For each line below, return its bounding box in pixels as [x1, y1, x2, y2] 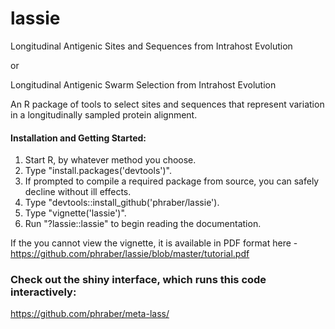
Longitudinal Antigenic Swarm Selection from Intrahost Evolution [10, 78, 277, 91]
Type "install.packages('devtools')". [24, 165, 173, 177]
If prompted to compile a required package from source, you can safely [24, 175, 320, 187]
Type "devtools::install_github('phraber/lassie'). [24, 197, 220, 209]
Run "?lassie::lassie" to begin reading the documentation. [24, 218, 262, 230]
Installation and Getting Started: [10, 132, 147, 144]
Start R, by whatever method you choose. [24, 154, 197, 166]
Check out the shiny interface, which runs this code [10, 273, 267, 287]
